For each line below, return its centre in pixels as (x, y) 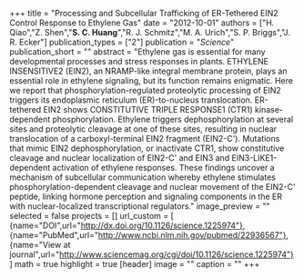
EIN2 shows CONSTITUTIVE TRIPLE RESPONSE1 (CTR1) (148, 109)
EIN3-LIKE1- (254, 158)
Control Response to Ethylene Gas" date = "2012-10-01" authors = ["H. (142, 23)
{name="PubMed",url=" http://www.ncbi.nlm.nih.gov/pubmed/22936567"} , (149, 235)
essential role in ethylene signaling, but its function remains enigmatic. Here (152, 80)
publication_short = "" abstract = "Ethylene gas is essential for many (137, 52)
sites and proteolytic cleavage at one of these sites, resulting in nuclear (143, 129)
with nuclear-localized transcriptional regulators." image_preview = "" (140, 206)
